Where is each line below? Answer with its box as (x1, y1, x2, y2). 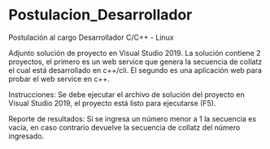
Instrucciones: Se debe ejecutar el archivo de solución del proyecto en (8, 89, 246, 99)
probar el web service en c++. (8, 74, 110, 83)
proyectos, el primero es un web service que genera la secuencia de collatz (8, 57, 263, 66)
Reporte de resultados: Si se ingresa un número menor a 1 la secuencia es (8, 113, 257, 123)
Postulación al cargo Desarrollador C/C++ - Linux (8, 32, 174, 42)
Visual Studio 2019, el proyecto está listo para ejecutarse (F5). (8, 98, 216, 108)
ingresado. (8, 131, 45, 141)
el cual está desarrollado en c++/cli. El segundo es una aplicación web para (8, 65, 263, 74)
